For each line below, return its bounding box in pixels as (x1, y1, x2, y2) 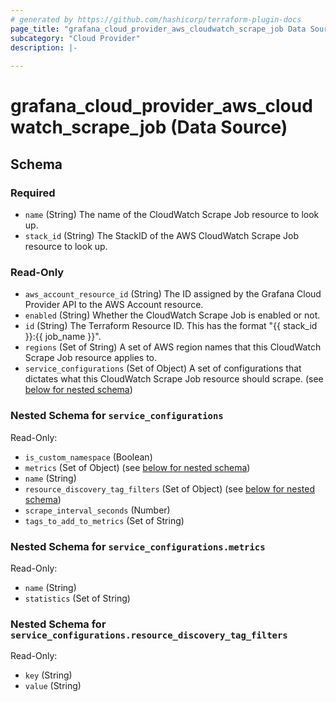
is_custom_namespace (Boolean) (24, 451, 153, 463)
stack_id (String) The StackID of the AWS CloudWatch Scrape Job (24, 230, 300, 241)
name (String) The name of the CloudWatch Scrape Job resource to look (24, 209, 320, 220)
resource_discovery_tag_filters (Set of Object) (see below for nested (24, 482, 316, 495)
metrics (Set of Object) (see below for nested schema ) (24, 461, 251, 473)
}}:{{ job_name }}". (24, 331, 102, 343)
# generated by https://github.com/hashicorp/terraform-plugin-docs (10, 14, 302, 25)
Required (10, 186, 56, 200)
